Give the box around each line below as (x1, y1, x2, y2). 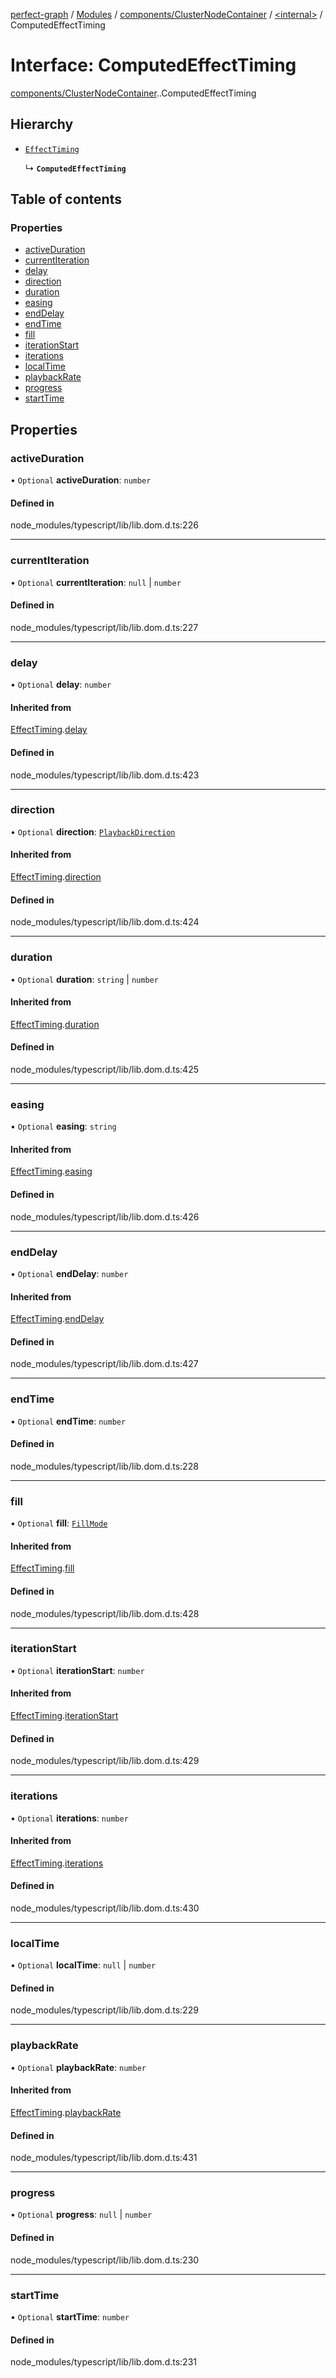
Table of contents (10, 191, 122, 208)
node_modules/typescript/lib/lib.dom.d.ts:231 (10, 2356, 197, 2368)
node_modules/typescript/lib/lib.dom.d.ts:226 (10, 519, 199, 531)
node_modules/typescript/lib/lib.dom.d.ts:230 (10, 2254, 200, 2266)
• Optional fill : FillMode (10, 1517, 108, 1529)
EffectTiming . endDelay (10, 1313, 105, 1325)
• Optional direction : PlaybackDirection (10, 825, 176, 838)
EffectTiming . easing (10, 1165, 93, 1178)
